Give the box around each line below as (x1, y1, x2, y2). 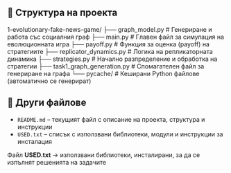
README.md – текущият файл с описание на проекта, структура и (17, 115, 205, 123)
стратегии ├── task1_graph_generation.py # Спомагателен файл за (7, 62, 205, 70)
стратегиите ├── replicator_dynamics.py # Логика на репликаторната (7, 47, 213, 55)
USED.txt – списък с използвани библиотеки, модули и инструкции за (17, 129, 223, 138)
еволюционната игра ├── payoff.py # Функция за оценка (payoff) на (7, 39, 210, 48)
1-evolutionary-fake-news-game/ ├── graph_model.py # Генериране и (7, 25, 212, 33)
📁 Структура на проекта (7, 7, 118, 19)
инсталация (17, 137, 53, 145)
